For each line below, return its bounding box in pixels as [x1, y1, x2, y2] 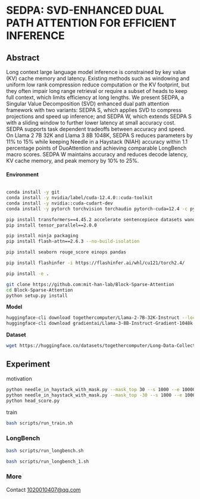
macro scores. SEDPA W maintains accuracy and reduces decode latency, [6, 151, 188, 158]
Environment [6, 171, 39, 178]
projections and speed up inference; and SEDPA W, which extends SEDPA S [6, 113, 192, 120]
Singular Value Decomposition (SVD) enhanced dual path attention [6, 100, 170, 107]
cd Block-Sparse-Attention [6, 287, 73, 293]
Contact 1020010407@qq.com [6, 486, 82, 493]
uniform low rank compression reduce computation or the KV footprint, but [6, 81, 190, 88]
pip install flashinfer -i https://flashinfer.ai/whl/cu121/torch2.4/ [6, 260, 185, 266]
